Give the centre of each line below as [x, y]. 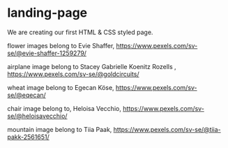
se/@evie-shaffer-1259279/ [47, 53]
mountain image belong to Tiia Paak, [60, 129]
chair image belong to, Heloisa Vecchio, [64, 108]
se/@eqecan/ [27, 95]
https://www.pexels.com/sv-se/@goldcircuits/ [73, 74]
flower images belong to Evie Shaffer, [61, 45]
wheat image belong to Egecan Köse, [61, 87]
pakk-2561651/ [29, 137]
